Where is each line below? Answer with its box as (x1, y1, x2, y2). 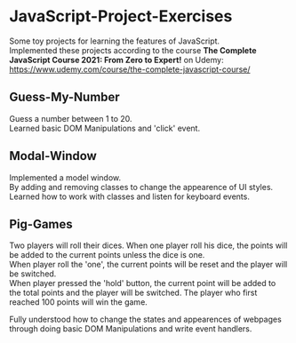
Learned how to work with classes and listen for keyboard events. (9, 191, 251, 202)
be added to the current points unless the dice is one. (9, 250, 205, 260)
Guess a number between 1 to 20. (9, 113, 132, 124)
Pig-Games (9, 216, 73, 232)
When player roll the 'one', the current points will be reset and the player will (9, 259, 288, 270)
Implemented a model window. (9, 171, 122, 183)
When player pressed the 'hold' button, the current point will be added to (9, 278, 276, 289)
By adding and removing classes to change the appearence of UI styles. (9, 181, 274, 192)
